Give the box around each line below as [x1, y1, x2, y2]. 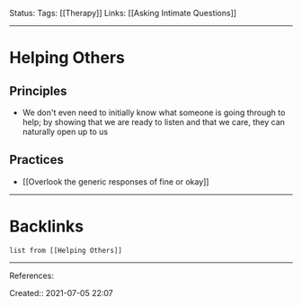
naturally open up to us [22, 126, 109, 137]
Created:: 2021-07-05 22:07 [9, 287, 114, 298]
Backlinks [9, 216, 84, 237]
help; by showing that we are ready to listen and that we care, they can [22, 117, 286, 127]
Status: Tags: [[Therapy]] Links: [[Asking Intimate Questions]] [9, 8, 236, 18]
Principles [9, 83, 67, 98]
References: [9, 270, 54, 281]
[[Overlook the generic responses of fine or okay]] [22, 175, 209, 187]
